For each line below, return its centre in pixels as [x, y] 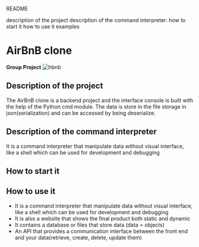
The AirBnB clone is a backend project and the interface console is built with [100, 100]
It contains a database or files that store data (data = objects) [90, 225]
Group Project [24, 67]
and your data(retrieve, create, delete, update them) [78, 237]
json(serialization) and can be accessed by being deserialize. [81, 113]
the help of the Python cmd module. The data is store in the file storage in [96, 106]
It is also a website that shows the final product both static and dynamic [102, 218]
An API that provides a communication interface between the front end [101, 231]
